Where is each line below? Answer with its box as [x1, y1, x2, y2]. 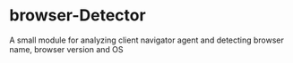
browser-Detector [9, 5, 146, 26]
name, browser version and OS [9, 43, 124, 54]
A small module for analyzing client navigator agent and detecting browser [9, 35, 285, 45]
